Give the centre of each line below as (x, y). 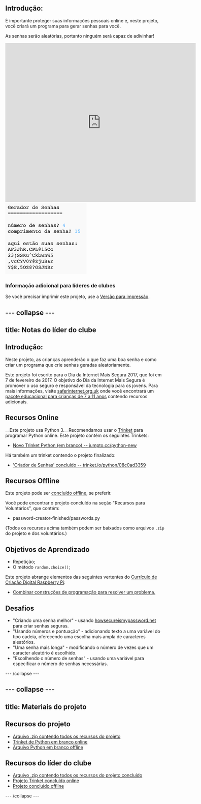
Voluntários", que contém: (32, 509)
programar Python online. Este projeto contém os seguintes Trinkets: (77, 435)
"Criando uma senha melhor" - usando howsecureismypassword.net (84, 620)
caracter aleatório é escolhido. (45, 652)
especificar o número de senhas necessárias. (60, 664)
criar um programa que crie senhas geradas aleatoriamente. (68, 365)
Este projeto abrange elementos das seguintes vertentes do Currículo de (81, 577)
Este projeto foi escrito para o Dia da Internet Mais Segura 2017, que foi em (83, 375)
